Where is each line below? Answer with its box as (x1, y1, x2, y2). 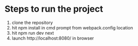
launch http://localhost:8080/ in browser (11, 35, 94, 41)
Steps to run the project (4, 3, 103, 15)
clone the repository (11, 20, 53, 25)
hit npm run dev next (11, 30, 54, 36)
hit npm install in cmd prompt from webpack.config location (11, 24, 134, 30)
